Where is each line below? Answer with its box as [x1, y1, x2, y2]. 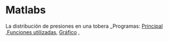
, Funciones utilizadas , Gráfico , [5, 28, 80, 35]
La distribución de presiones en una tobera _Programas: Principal [5, 23, 163, 29]
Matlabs [5, 3, 46, 17]
